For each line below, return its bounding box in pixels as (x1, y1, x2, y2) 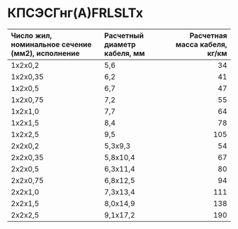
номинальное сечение (11, 39, 92, 49)
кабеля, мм (103, 48, 145, 58)
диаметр (103, 39, 136, 49)
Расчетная (189, 30, 227, 40)
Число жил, (11, 30, 52, 40)
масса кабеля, (176, 39, 227, 49)
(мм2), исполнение (11, 48, 80, 58)
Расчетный (103, 30, 144, 40)
